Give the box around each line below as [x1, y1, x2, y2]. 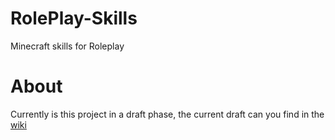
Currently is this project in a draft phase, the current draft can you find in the [10, 108, 325, 120]
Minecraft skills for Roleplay [10, 40, 125, 52]
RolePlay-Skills [10, 7, 138, 30]
